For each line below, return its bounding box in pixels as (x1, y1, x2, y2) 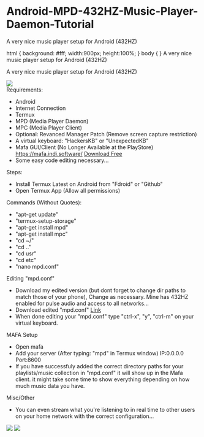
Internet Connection (15, 104, 66, 112)
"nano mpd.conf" (15, 263, 59, 270)
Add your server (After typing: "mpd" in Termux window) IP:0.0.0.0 (15, 349, 184, 357)
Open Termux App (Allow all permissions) (15, 187, 121, 194)
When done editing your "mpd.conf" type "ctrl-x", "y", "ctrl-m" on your (15, 312, 194, 320)
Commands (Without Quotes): (6, 198, 82, 206)
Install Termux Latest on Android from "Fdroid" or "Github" (15, 180, 164, 188)
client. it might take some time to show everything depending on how (15, 376, 190, 383)
